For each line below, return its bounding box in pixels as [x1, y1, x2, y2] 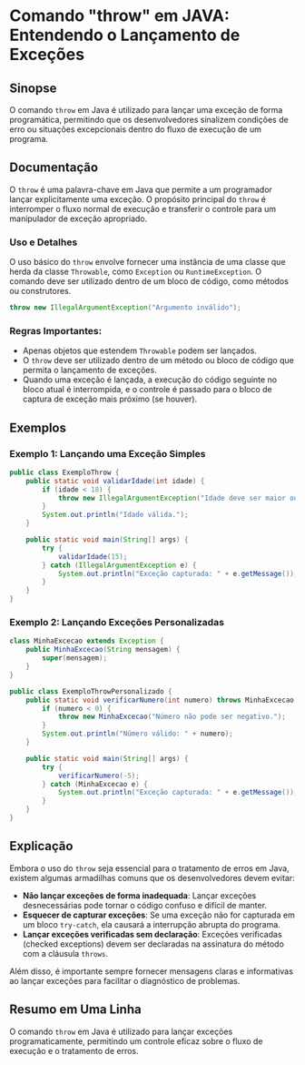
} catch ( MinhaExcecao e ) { [42, 779, 148, 788]
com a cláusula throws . [22, 948, 109, 958]
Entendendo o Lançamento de [9, 25, 241, 46]
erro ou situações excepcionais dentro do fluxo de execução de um [9, 124, 261, 135]
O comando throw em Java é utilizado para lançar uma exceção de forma [9, 105, 283, 115]
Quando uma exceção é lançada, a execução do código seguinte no [22, 374, 278, 385]
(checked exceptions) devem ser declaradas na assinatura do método [22, 938, 284, 949]
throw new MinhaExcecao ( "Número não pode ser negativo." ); [57, 712, 286, 722]
